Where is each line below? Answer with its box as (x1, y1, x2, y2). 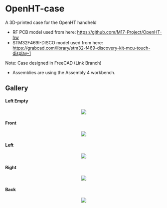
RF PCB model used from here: (12, 29, 76, 35)
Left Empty (5, 98, 28, 104)
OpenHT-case (5, 3, 65, 14)
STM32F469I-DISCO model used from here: (12, 39, 103, 45)
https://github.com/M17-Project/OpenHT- (77, 29, 162, 35)
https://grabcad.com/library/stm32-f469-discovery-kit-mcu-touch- (12, 45, 151, 51)
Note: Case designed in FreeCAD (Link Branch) (5, 60, 102, 66)
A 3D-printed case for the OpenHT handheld (5, 19, 97, 25)
